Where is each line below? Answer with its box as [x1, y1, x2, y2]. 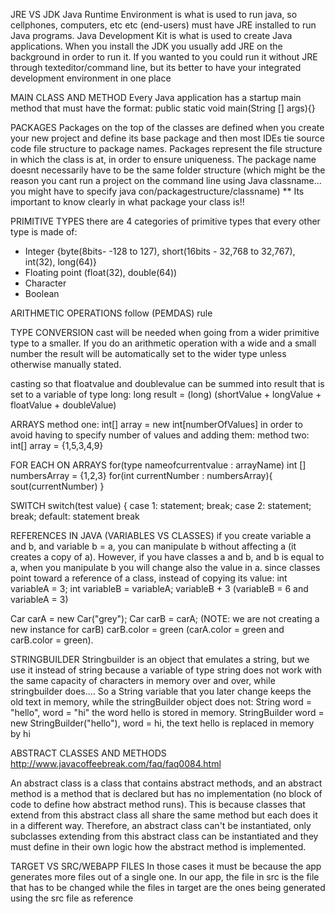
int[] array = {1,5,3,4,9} [10, 440, 104, 451]
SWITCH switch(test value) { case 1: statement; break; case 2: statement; [10, 500, 312, 511]
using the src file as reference [10, 892, 134, 904]
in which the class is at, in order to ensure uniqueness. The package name [10, 154, 317, 165]
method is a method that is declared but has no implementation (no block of [10, 788, 323, 799]
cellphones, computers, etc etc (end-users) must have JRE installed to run [10, 19, 317, 31]
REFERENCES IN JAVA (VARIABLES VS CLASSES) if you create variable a [10, 530, 312, 541]
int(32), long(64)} [24, 256, 97, 268]
